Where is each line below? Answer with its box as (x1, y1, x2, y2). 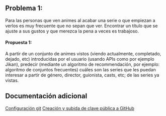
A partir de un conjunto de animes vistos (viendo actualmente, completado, (5, 51, 161, 57)
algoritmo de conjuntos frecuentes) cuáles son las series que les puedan (5, 67, 156, 73)
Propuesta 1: (5, 40, 32, 46)
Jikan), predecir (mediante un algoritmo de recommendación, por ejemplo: (5, 61, 160, 67)
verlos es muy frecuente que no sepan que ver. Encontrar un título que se (5, 23, 158, 29)
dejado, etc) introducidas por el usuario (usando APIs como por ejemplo (5, 56, 154, 62)
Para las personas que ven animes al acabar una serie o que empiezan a (5, 17, 155, 23)
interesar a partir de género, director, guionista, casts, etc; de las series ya (5, 72, 159, 78)
